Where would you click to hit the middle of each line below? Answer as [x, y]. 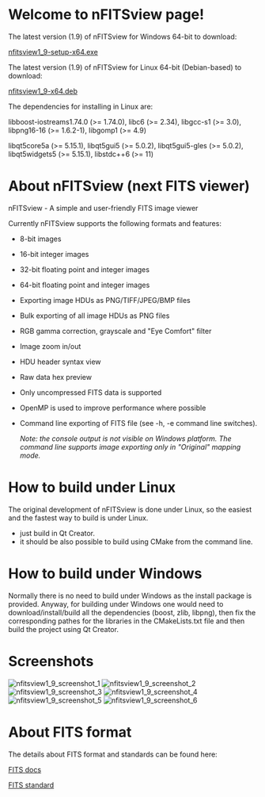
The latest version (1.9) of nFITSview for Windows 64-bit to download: [123, 36]
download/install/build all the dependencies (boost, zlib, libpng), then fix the [132, 612]
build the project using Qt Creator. [63, 629]
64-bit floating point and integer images [85, 285]
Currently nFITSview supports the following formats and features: [115, 223]
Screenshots [51, 661]
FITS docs [25, 769]
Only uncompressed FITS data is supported [91, 392]
